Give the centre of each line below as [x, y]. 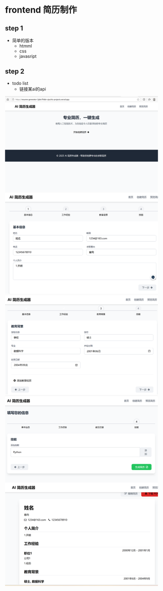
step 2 [15, 72]
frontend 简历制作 [41, 10]
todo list [20, 83]
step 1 [14, 28]
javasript [28, 56]
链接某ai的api [33, 89]
